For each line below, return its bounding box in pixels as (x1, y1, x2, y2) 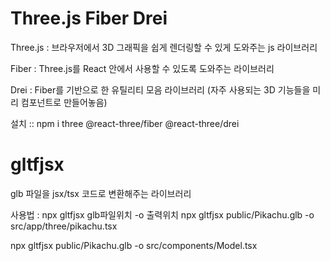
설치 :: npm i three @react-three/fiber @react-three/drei (10, 117, 240, 129)
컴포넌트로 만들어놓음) (20, 96, 108, 108)
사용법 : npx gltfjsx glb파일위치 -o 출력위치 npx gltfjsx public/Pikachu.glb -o (10, 208, 315, 221)
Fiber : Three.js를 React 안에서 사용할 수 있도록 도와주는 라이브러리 (10, 62, 275, 74)
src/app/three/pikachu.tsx (10, 220, 118, 232)
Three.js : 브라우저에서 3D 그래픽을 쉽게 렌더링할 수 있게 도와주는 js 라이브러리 (10, 41, 318, 53)
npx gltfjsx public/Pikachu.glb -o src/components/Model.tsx (10, 239, 258, 251)
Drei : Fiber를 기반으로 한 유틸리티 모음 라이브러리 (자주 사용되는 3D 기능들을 (10, 83, 311, 96)
